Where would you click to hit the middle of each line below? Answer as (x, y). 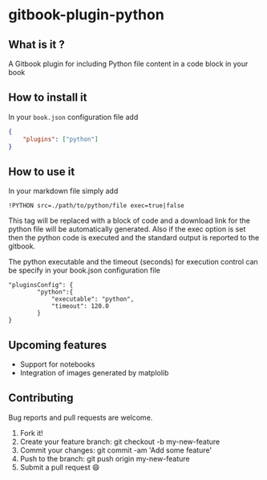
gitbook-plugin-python (86, 15)
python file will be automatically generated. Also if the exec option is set (127, 229)
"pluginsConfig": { (41, 285)
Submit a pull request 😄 (60, 467)
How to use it (42, 172)
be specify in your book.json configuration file (84, 270)
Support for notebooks (57, 364)
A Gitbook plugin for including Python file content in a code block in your (128, 64)
